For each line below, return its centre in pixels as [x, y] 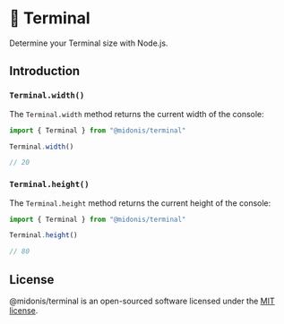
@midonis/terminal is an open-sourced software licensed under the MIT [142, 301]
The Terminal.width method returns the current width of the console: [137, 114]
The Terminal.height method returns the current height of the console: [140, 203]
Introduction [45, 71]
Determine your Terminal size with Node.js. [89, 43]
